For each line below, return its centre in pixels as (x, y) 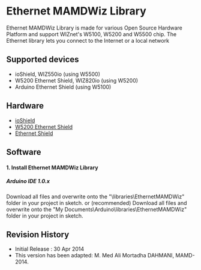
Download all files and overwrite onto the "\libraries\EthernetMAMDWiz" (95, 196)
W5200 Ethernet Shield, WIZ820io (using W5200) (76, 80)
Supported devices (43, 59)
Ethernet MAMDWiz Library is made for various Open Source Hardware (94, 28)
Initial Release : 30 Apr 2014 (49, 249)
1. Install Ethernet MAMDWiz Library (52, 168)
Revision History (38, 234)
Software (24, 152)
